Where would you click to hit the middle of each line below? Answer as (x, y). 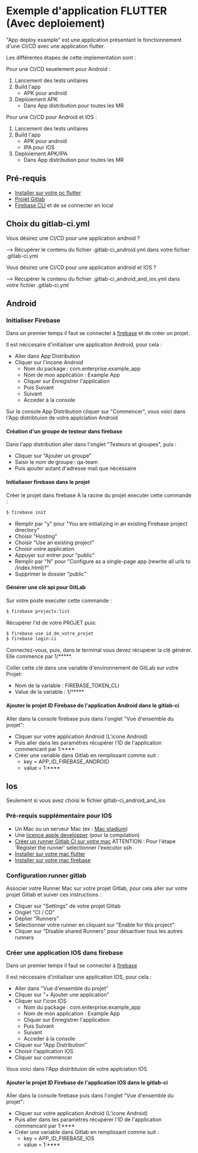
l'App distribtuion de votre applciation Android (62, 418)
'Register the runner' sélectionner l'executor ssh (73, 847)
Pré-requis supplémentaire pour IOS (59, 816)
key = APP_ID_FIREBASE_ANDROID (66, 761)
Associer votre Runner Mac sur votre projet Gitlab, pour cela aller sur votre (97, 888)
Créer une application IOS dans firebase (64, 953)
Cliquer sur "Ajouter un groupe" (53, 456)
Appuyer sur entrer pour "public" (55, 555)
